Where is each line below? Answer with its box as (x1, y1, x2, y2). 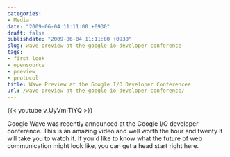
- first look (7, 55, 45, 62)
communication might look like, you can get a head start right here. (7, 142, 199, 150)
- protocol (7, 74, 39, 82)
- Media (7, 17, 30, 24)
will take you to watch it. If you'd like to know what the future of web (7, 134, 203, 142)
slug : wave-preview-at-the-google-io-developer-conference (7, 42, 182, 49)
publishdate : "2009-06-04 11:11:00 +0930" (7, 36, 132, 43)
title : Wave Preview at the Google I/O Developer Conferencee (7, 81, 191, 88)
